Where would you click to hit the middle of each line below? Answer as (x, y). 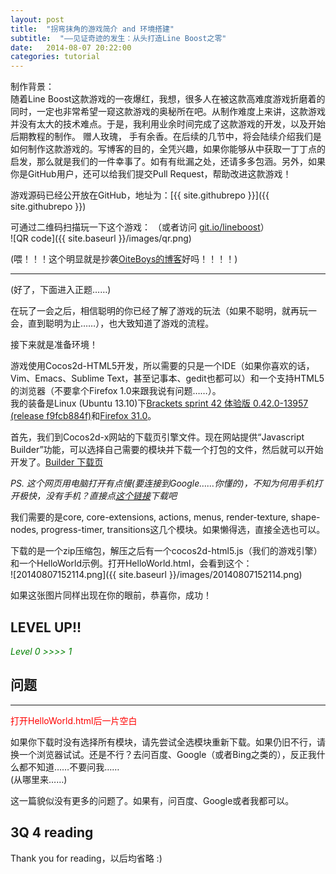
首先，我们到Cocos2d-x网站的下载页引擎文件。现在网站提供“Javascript (157, 437)
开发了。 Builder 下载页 (57, 462)
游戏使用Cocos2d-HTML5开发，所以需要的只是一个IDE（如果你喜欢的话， (162, 366)
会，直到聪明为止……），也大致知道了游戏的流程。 (112, 323)
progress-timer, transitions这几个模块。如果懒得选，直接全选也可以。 (183, 530)
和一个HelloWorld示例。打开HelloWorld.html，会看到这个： (131, 563)
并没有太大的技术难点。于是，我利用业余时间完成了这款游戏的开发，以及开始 (168, 124)
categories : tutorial (55, 57)
